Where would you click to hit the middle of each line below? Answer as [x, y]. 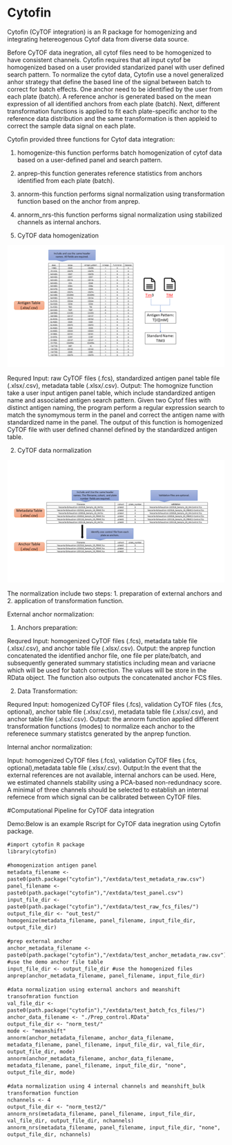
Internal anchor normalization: [50, 747]
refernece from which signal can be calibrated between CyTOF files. [104, 797]
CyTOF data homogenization [58, 235]
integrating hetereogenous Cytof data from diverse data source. [98, 39]
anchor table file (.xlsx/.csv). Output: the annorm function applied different [113, 718]
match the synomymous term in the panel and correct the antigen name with [116, 415]
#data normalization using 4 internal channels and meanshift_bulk [106, 1086]
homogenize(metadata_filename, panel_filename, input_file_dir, [101, 920]
